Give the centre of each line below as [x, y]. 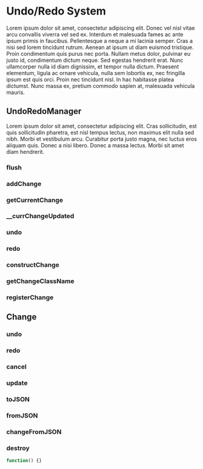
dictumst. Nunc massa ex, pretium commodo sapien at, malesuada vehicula [101, 85]
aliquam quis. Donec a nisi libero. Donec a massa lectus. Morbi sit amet [95, 145]
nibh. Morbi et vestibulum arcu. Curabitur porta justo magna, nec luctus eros [102, 139]
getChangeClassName [40, 281]
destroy [18, 448]
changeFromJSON [34, 431]
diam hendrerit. [25, 151]
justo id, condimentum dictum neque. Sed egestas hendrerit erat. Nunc [95, 60]
